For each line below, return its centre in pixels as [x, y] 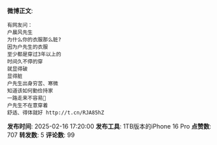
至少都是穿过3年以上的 [34, 54]
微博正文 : [20, 11]
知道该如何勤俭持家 [30, 91]
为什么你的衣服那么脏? [34, 40]
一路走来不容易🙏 [27, 98]
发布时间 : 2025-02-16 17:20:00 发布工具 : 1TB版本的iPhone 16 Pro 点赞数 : [109, 126]
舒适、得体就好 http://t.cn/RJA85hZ [56, 113]
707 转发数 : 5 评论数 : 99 [41, 135]
